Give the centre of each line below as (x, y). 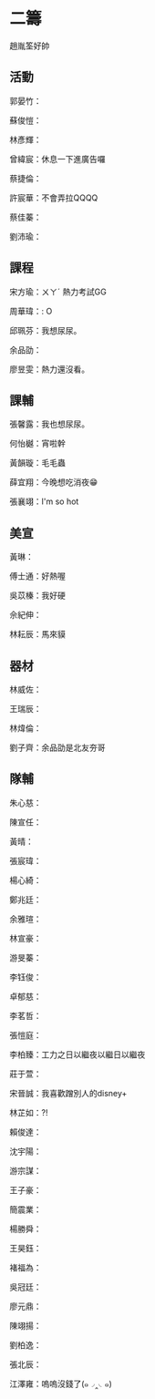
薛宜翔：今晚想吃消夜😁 (54, 482)
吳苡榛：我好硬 (37, 596)
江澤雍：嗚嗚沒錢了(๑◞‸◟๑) (61, 1384)
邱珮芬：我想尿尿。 (46, 330)
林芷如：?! (29, 1112)
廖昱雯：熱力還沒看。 (49, 369)
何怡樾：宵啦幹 (37, 444)
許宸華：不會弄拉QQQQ (54, 198)
